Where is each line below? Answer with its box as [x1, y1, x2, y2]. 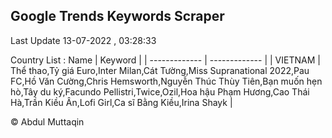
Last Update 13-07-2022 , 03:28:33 [10, 34, 157, 46]
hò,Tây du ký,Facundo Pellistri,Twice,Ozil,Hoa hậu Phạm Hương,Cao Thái [10, 85, 310, 98]
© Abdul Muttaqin [10, 115, 85, 128]
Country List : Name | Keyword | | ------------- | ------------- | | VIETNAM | [10, 54, 321, 66]
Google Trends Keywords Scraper [10, 8, 225, 25]
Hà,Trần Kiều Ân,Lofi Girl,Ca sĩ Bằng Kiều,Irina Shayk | [10, 96, 233, 108]
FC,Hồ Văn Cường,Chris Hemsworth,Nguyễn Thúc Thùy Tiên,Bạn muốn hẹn [10, 75, 323, 87]
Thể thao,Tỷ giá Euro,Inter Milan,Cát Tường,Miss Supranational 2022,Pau [10, 64, 310, 76]
